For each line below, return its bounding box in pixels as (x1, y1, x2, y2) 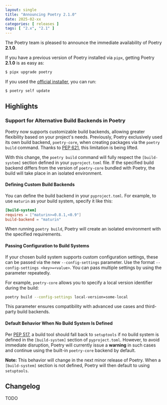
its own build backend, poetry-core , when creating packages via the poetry (5, 139, 160, 145)
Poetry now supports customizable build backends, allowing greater (5, 128, 145, 134)
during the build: (5, 284, 39, 290)
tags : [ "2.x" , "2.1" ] (5, 26, 55, 31)
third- (145, 303, 157, 309)
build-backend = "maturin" (5, 217, 61, 222)
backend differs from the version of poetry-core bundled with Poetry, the (5, 164, 156, 170)
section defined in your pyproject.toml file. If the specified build (22, 159, 154, 165)
